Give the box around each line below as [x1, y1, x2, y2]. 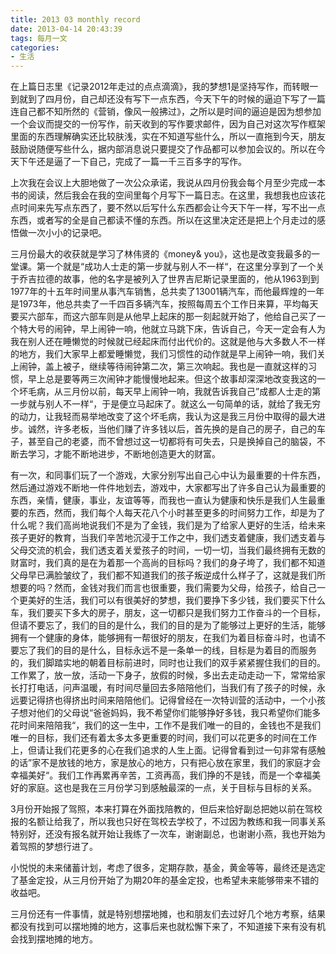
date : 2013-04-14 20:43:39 [10, 24, 123, 34]
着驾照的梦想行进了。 [10, 841, 98, 853]
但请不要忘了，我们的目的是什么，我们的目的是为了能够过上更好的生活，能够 [10, 619, 326, 631]
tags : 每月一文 [10, 33, 68, 43]
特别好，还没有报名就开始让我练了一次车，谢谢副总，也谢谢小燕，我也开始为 [10, 828, 326, 840]
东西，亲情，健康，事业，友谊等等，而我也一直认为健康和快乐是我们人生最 [10, 494, 317, 506]
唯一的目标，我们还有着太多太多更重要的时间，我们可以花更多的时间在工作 [10, 732, 317, 744]
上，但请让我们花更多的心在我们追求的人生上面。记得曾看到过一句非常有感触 [10, 744, 326, 756]
